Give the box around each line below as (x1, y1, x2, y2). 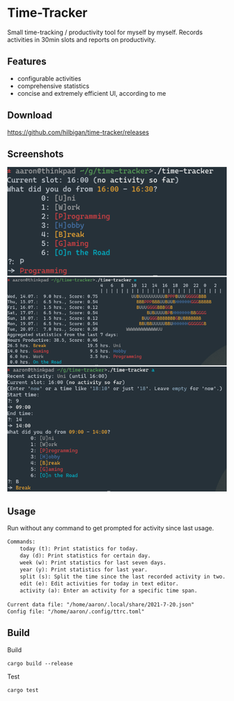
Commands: (7, 538, 36, 545)
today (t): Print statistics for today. (19, 545, 139, 552)
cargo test (7, 686, 39, 693)
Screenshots (7, 148, 64, 160)
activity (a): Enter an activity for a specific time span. (19, 587, 198, 594)
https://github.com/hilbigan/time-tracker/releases (7, 128, 150, 136)
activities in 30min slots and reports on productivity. (7, 35, 157, 43)
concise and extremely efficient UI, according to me (17, 89, 166, 97)
